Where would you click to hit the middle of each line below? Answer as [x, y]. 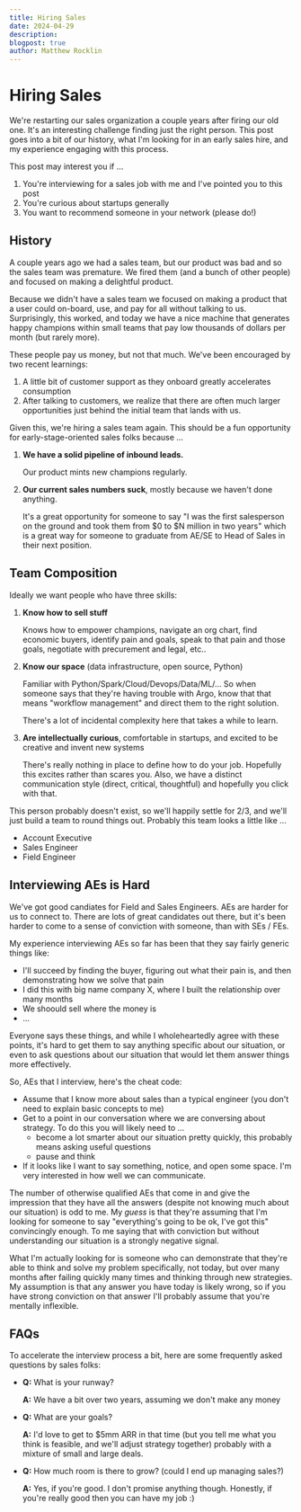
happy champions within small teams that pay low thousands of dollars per [147, 327]
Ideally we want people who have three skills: [93, 595]
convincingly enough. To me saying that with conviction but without [134, 1231]
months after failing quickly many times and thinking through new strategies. [151, 1276]
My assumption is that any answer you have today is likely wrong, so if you [147, 1286]
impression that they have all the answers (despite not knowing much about [149, 1202]
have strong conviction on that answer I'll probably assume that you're [140, 1296]
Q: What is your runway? [68, 1383]
